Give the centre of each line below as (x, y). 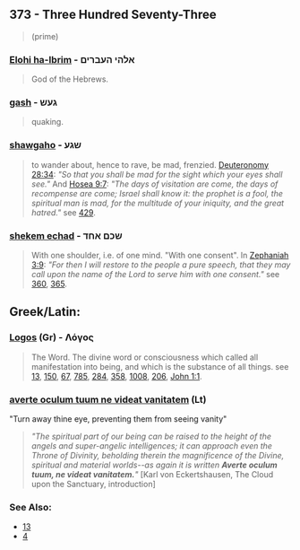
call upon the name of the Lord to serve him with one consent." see (155, 274)
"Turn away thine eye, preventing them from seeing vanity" (118, 419)
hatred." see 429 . (63, 212)
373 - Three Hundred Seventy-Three (113, 15)
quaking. (47, 122)
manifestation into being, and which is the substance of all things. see (160, 366)
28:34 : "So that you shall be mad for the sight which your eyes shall (157, 174)
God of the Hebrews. (70, 79)
